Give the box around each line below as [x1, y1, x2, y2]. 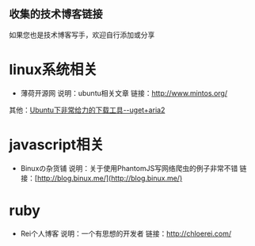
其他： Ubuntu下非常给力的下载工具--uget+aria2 [9, 105, 166, 115]
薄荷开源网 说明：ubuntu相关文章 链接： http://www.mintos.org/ [20, 88, 228, 97]
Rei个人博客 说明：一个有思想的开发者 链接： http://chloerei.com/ [20, 229, 232, 238]
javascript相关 [9, 135, 105, 153]
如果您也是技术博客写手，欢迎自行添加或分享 [9, 30, 155, 40]
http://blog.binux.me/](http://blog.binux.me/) [36, 173, 183, 183]
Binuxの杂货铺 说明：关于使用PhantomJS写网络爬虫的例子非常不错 [20, 163, 238, 172]
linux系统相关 [9, 61, 98, 78]
